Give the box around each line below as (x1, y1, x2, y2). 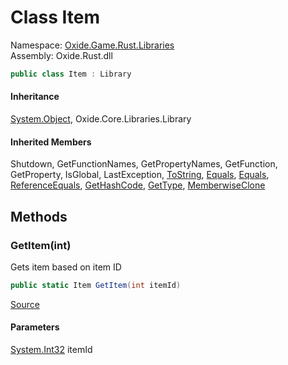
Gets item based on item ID (10, 261, 122, 273)
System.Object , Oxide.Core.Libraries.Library (10, 113, 192, 125)
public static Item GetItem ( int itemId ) (10, 280, 182, 290)
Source (10, 298, 40, 310)
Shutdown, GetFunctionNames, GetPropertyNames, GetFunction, (10, 158, 278, 170)
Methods (10, 208, 68, 225)
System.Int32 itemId (10, 343, 93, 355)
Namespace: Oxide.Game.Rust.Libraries (10, 39, 175, 51)
